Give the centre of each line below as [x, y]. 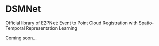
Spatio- [146, 23]
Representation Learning [51, 28]
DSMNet [23, 9]
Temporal [15, 28]
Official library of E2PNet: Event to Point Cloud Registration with [71, 23]
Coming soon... [21, 38]
